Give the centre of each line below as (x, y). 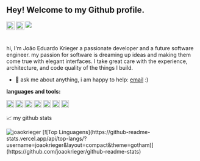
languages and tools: (34, 91)
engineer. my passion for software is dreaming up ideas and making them (98, 54)
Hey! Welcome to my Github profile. (76, 10)
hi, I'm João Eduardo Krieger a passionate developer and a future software (100, 48)
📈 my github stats (29, 118)
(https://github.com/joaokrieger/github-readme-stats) (74, 151)
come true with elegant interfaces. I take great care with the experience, (97, 61)
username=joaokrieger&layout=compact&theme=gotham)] (80, 145)
